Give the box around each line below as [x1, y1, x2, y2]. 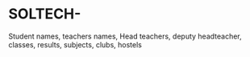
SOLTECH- [8, 5, 81, 23]
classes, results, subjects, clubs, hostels [8, 39, 143, 49]
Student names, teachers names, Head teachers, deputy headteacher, [8, 31, 242, 41]
